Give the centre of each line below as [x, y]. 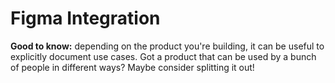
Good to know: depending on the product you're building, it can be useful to [167, 46]
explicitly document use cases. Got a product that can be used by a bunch [163, 56]
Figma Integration [85, 18]
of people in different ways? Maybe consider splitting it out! [132, 67]
